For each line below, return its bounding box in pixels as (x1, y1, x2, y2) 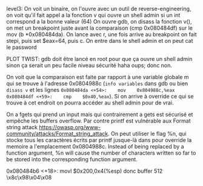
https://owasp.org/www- (39, 124, 101, 130)
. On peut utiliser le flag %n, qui (108, 130, 187, 137)
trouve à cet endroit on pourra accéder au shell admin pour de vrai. (6, 99, 174, 106)
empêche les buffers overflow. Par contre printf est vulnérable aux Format (6, 117, 191, 124)
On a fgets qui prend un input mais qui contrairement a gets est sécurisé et (6, 111, 193, 118)
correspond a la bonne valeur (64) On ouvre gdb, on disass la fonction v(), (6, 18, 192, 25)
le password (6, 43, 38, 51)
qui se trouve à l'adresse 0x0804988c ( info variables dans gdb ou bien (6, 80, 188, 87)
